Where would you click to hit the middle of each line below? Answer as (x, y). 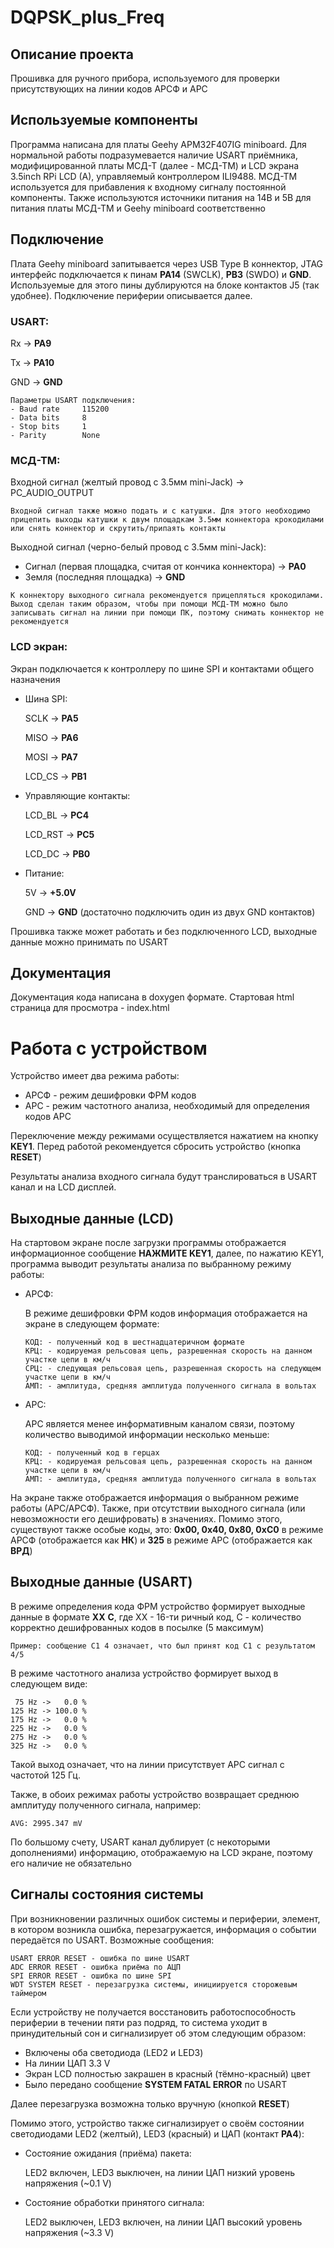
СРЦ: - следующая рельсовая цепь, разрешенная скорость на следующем (173, 1369)
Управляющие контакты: (77, 795)
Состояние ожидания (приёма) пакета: (108, 2153)
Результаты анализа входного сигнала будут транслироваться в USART (164, 1177)
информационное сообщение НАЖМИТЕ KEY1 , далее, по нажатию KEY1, (167, 1253)
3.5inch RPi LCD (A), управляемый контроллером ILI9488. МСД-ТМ (154, 176)
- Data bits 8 (48, 417)
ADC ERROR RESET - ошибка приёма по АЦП (96, 1967)
